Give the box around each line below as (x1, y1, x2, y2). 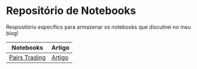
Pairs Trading (9, 53, 46, 61)
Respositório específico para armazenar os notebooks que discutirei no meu (6, 23, 191, 30)
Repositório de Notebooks (6, 4, 136, 18)
